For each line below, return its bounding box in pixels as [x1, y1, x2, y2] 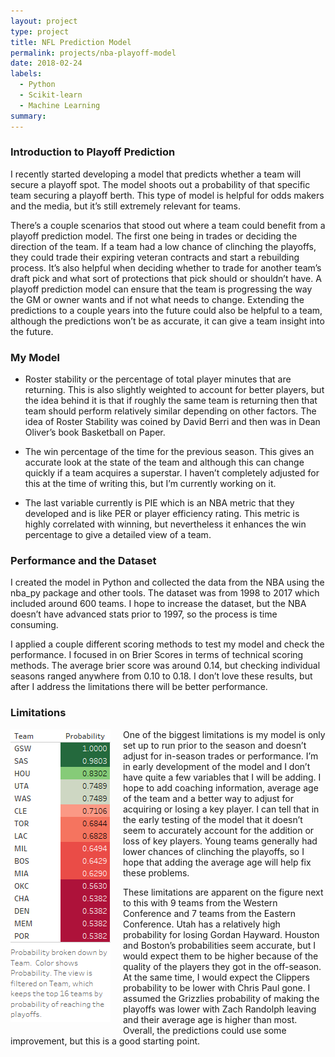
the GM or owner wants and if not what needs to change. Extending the [10, 293, 305, 305]
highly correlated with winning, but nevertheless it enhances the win [24, 518, 307, 530]
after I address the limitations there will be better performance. [10, 681, 268, 693]
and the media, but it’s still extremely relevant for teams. [10, 200, 241, 212]
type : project [10, 26, 70, 37]
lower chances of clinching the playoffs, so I [123, 845, 305, 857]
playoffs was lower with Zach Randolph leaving [123, 1003, 317, 1015]
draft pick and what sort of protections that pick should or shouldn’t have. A [10, 272, 322, 284]
